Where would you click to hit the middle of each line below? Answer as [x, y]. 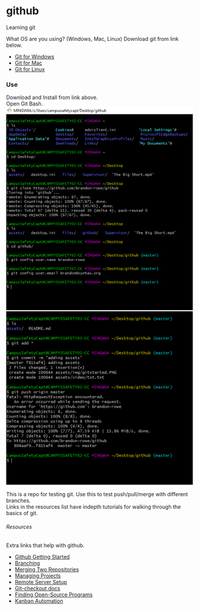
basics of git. [22, 513]
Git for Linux [30, 69]
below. [14, 45]
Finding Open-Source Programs [54, 595]
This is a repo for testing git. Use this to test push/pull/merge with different [97, 494]
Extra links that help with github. [45, 545]
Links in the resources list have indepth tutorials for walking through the [94, 507]
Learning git [21, 27]
